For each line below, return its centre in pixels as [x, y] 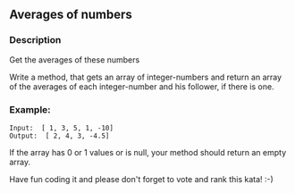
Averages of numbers [71, 15]
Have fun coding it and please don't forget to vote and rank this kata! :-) [142, 179]
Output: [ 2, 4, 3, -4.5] [59, 136]
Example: [30, 109]
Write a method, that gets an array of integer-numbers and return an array [146, 77]
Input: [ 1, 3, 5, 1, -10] [62, 128]
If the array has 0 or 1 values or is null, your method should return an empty [148, 152]
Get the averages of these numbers [75, 59]
